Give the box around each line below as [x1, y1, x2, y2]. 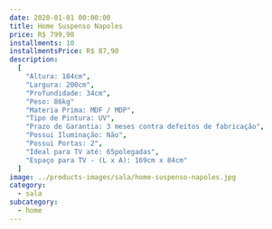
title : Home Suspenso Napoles [9, 22, 124, 31]
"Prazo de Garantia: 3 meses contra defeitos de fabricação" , [25, 123, 265, 132]
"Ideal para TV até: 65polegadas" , [25, 147, 160, 156]
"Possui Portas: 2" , [25, 139, 103, 148]
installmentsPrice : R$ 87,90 [9, 47, 119, 56]
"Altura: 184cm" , [25, 72, 91, 81]
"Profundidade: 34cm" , [25, 88, 111, 97]
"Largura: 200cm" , [25, 80, 95, 89]
